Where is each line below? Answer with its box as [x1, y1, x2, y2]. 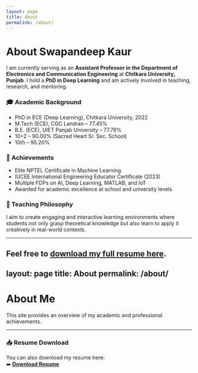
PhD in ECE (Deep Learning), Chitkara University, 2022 [14, 114, 148, 121]
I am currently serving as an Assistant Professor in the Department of [6, 64, 178, 71]
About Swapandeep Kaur [6, 45, 132, 58]
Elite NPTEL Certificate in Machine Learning [14, 166, 121, 174]
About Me [6, 292, 55, 306]
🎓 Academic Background [6, 98, 81, 106]
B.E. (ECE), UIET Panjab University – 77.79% [14, 126, 122, 133]
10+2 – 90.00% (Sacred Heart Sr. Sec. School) [14, 132, 127, 139]
